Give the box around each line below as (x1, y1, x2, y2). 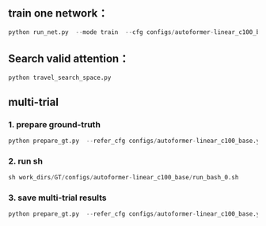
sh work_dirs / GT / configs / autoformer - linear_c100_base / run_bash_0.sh (8, 174, 239, 182)
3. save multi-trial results (8, 192, 107, 203)
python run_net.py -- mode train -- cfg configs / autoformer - (8, 28, 215, 36)
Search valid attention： (8, 52, 130, 66)
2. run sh (8, 156, 44, 167)
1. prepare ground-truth (8, 119, 101, 130)
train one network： (8, 6, 108, 21)
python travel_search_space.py (8, 73, 112, 81)
